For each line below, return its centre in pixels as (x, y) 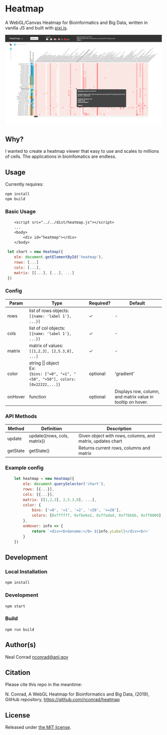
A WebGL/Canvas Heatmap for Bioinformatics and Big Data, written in (77, 22)
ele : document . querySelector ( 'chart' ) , (64, 484)
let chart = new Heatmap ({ (35, 252)
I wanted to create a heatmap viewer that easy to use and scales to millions (82, 151)
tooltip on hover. (131, 402)
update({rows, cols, (49, 436)
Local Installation (26, 571)
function (38, 396)
